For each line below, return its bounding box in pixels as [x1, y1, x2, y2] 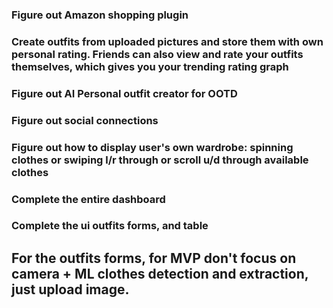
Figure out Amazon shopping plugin [11, 8, 189, 22]
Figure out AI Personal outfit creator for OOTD [11, 86, 238, 100]
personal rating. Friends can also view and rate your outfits [11, 47, 304, 61]
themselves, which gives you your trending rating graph [11, 59, 289, 73]
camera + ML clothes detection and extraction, [11, 265, 309, 282]
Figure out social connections [11, 113, 159, 127]
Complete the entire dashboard [11, 192, 166, 206]
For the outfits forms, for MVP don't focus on [11, 249, 297, 267]
